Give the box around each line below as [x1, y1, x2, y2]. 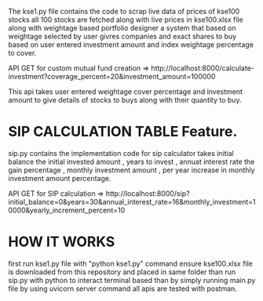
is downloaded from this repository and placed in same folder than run [8, 267, 236, 277]
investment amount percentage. [8, 173, 111, 183]
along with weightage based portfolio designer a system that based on [8, 24, 237, 32]
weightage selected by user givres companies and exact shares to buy [8, 31, 237, 41]
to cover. [8, 49, 37, 57]
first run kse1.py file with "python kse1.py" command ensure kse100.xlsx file [8, 259, 254, 268]
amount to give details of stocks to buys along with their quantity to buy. [8, 96, 242, 104]
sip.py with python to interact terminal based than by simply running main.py [8, 275, 256, 285]
